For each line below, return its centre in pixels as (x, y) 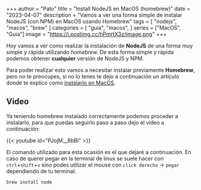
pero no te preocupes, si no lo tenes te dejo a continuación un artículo (93, 76)
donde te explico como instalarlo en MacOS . (61, 83)
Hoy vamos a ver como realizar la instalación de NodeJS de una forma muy (100, 46)
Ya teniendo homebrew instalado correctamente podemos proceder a (92, 116)
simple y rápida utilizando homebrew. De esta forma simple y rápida (90, 52)
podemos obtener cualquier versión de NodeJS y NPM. (75, 58)
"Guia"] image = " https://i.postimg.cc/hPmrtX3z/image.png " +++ (86, 34)
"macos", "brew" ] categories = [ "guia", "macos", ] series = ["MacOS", (94, 28)
